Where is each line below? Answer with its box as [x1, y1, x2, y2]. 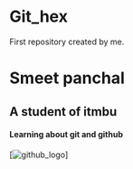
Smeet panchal [9, 68, 125, 89]
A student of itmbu [9, 104, 118, 119]
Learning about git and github [9, 129, 124, 140]
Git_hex [9, 6, 68, 27]
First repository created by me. [9, 36, 125, 47]
